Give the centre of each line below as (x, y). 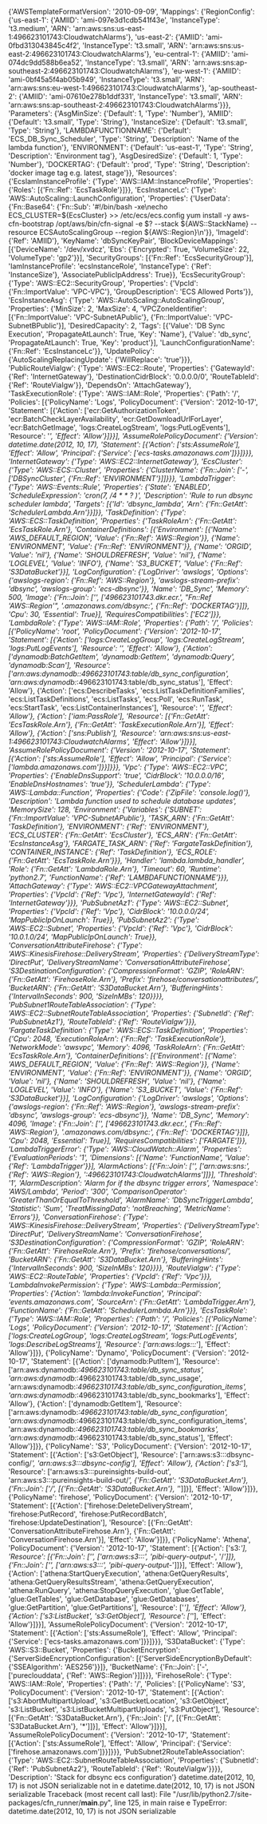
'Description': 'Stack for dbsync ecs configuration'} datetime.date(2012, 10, (132, 1777)
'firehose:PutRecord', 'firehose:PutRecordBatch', (88, 1514)
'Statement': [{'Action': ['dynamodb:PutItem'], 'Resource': (125, 1361)
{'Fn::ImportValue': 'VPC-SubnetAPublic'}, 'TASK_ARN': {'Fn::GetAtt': (122, 818)
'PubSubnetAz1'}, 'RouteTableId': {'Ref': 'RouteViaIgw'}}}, (102, 1021)
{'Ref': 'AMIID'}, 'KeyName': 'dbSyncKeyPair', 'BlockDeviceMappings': (123, 240)
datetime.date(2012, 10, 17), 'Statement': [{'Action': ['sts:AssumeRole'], (124, 444)
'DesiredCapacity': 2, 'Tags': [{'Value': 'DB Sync (146, 326)
